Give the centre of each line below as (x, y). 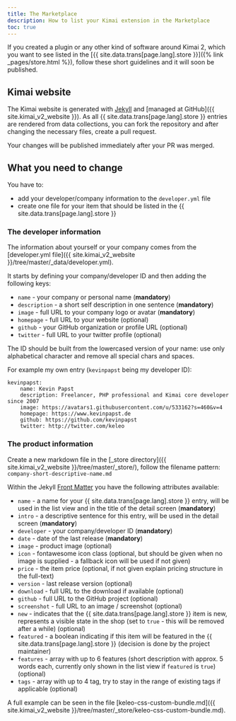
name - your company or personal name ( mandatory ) (94, 297)
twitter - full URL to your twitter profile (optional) (89, 335)
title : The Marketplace (42, 14)
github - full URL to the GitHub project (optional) (88, 598)
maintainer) (34, 651)
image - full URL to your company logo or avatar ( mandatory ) (106, 312)
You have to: (25, 184)
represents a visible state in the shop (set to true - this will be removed (121, 621)
